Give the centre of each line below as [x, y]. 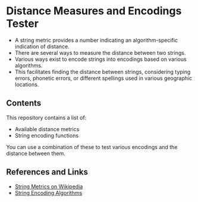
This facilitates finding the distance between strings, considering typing [103, 72]
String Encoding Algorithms [48, 192]
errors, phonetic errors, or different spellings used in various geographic [103, 78]
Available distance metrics [47, 129]
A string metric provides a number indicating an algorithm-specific [96, 40]
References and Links [47, 172]
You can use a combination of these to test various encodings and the [92, 147]
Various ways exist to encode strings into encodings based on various [100, 59]
